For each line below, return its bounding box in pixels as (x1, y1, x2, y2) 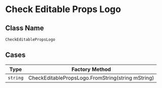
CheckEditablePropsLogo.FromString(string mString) (28, 74, 154, 81)
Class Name (5, 24, 44, 32)
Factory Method (71, 66, 111, 73)
